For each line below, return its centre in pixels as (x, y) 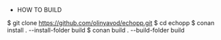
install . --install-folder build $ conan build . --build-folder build (96, 30)
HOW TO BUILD (39, 10)
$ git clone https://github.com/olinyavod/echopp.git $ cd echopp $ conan (111, 23)
